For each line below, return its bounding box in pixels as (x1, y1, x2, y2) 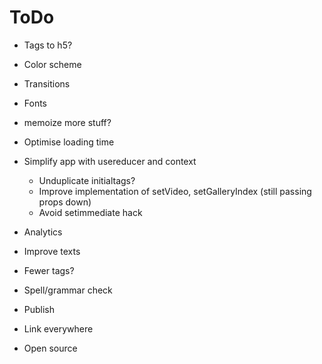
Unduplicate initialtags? (38, 174, 136, 186)
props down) (38, 196, 92, 208)
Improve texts (23, 245, 81, 257)
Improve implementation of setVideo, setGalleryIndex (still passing (38, 185, 312, 197)
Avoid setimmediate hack (38, 206, 143, 218)
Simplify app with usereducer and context (23, 155, 197, 167)
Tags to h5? (23, 39, 73, 51)
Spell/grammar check (23, 284, 113, 296)
